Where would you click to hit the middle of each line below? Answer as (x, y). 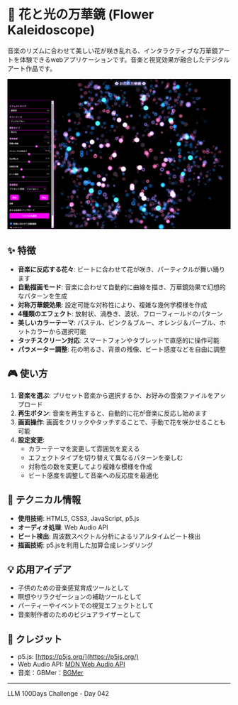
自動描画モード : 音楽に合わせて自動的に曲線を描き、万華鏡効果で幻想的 (121, 287)
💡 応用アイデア (40, 569)
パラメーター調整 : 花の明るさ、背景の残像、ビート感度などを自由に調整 (122, 349)
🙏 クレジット (35, 639)
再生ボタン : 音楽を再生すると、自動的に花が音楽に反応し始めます (112, 413)
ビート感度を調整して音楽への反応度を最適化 (93, 475)
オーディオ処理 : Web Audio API (63, 527)
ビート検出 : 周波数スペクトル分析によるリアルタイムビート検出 (109, 536)
